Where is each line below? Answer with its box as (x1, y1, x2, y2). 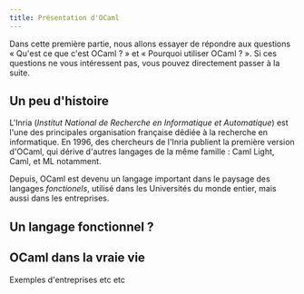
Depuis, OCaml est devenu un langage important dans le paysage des (9, 173, 270, 184)
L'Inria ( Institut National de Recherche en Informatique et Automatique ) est (9, 117, 289, 128)
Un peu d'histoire (9, 93, 109, 109)
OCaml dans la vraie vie (9, 250, 145, 266)
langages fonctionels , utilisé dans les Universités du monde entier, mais (9, 183, 277, 194)
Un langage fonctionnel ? (9, 219, 154, 234)
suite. (9, 67, 30, 78)
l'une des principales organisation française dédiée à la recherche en (9, 127, 269, 138)
